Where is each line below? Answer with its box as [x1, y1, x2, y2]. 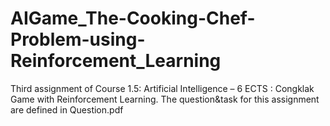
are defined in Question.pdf [10, 103, 124, 116]
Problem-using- [10, 28, 146, 51]
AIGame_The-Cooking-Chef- [10, 7, 256, 30]
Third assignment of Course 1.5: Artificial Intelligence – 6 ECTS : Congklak [10, 82, 315, 94]
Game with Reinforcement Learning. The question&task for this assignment [10, 93, 320, 105]
